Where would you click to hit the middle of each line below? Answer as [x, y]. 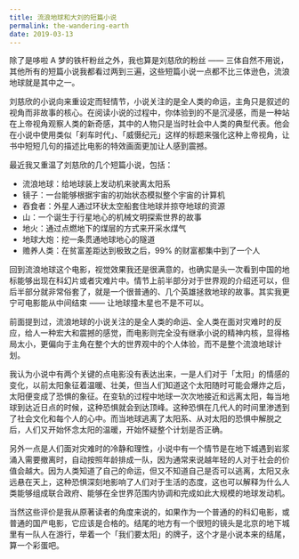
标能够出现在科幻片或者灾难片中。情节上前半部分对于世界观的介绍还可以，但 [149, 280]
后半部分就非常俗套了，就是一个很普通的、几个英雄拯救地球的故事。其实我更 [149, 292]
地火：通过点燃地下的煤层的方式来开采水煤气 [104, 229]
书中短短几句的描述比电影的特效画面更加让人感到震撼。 [110, 146]
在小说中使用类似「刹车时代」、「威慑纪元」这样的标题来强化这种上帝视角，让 [149, 135]
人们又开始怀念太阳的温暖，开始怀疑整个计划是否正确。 [126, 430]
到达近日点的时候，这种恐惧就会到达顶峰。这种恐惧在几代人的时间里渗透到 [153, 408]
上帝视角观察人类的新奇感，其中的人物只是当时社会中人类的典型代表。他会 [153, 124]
